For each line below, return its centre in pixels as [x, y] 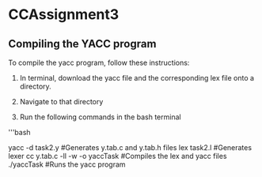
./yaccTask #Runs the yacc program [67, 164]
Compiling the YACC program [82, 44]
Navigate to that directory [61, 102]
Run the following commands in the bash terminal [100, 117]
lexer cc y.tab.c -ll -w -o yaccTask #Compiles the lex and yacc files [118, 156]
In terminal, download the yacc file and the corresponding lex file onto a [137, 78]
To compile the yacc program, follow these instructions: [99, 62]
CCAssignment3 [64, 15]
